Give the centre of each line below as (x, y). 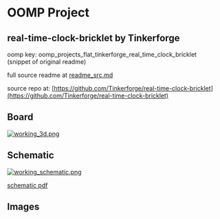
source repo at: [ (31, 88)
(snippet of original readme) (47, 62)
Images (23, 207)
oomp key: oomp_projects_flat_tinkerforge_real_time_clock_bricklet (102, 54)
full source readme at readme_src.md (60, 75)
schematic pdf (27, 185)
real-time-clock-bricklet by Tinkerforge (93, 38)
